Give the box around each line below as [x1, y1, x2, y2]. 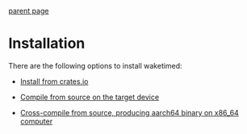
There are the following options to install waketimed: [8, 61, 183, 70]
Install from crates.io [19, 76, 89, 86]
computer [19, 116, 53, 126]
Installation [8, 35, 86, 52]
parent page [8, 6, 49, 15]
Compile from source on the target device [19, 92, 160, 102]
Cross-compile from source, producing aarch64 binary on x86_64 [19, 107, 240, 117]
